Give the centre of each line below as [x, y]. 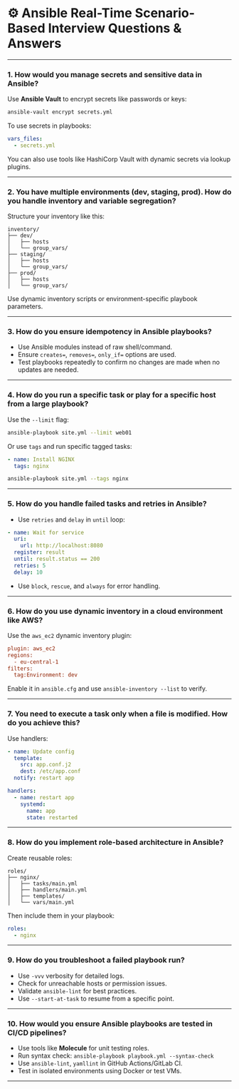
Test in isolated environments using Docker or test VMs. [100, 1071]
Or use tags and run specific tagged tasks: [70, 446]
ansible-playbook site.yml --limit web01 [70, 432]
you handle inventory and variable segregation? [92, 201]
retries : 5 [30, 565]
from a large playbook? [48, 404]
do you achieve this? [44, 723]
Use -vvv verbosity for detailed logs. [71, 976]
